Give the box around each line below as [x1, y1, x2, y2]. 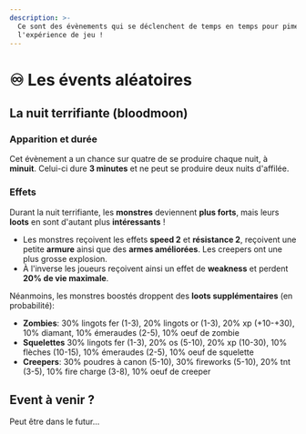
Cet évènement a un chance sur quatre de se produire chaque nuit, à [9, 154, 269, 165]
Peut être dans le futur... [9, 416, 100, 428]
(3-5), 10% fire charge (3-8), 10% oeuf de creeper [22, 366, 211, 377]
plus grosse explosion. [22, 253, 107, 264]
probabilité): [9, 299, 55, 310]
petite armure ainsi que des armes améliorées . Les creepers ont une [22, 243, 282, 255]
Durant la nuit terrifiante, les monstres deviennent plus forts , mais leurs [9, 207, 280, 217]
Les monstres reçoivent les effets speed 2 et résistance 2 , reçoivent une [22, 234, 297, 245]
